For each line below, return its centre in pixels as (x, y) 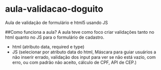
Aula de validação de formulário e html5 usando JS (57, 23)
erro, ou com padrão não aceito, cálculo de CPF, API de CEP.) (74, 62)
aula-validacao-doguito (54, 9)
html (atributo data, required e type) (48, 47)
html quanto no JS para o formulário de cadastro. (55, 37)
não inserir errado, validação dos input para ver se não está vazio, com (84, 57)
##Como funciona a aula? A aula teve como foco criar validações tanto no (80, 32)
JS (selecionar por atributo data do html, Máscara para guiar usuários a (84, 52)
